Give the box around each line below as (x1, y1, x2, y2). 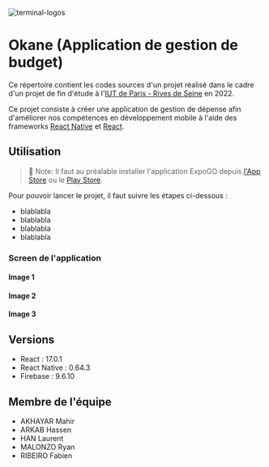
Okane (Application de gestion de (8, 36, 239, 54)
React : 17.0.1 (19, 354, 62, 364)
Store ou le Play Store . (28, 175, 103, 185)
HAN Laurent (19, 434, 64, 444)
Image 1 (8, 272, 35, 282)
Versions (8, 333, 55, 346)
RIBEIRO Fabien (19, 451, 73, 461)
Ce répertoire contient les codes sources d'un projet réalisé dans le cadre (8, 79, 254, 89)
